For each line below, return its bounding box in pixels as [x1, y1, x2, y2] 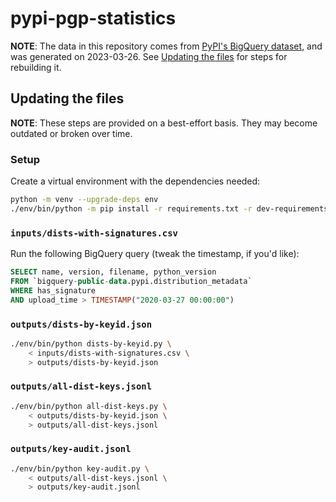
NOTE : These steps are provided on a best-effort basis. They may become [10, 117, 318, 129]
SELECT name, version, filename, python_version [10, 267, 217, 277]
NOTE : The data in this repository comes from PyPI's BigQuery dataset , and [10, 40, 323, 52]
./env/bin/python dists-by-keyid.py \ [10, 338, 172, 349]
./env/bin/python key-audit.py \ [10, 463, 150, 474]
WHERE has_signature [10, 285, 97, 296]
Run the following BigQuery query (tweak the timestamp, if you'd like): [10, 248, 300, 260]
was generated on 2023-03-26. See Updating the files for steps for [10, 50, 288, 62]
